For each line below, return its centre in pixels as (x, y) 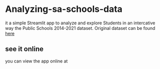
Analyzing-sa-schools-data (64, 9)
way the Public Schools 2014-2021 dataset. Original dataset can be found (80, 28)
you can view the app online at (37, 61)
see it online (24, 49)
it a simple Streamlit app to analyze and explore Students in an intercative (80, 23)
